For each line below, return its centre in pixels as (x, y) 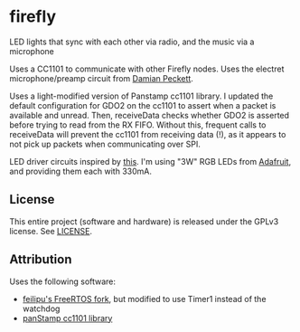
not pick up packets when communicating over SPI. (105, 144)
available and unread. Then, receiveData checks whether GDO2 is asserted (150, 115)
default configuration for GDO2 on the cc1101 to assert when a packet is (143, 105)
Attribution (41, 260)
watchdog (41, 308)
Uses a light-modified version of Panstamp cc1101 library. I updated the (141, 96)
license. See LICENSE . (51, 231)
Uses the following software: (62, 281)
